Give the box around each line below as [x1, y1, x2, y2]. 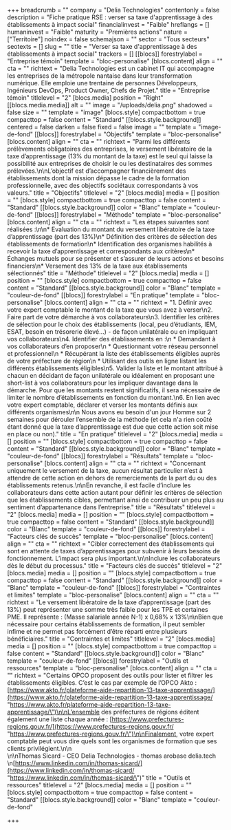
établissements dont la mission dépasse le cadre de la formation [7, 174, 190, 182]
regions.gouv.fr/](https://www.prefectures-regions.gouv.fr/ [7, 723, 174, 730]
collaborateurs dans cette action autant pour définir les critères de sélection [7, 489, 222, 496]
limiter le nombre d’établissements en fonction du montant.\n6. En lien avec [7, 394, 221, 401]
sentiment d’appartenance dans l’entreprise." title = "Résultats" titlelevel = [7, 503, 217, 511]
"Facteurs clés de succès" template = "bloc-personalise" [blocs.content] [7, 533, 214, 540]
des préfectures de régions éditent [100, 708, 199, 716]
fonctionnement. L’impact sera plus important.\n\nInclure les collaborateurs [7, 554, 221, 562]
